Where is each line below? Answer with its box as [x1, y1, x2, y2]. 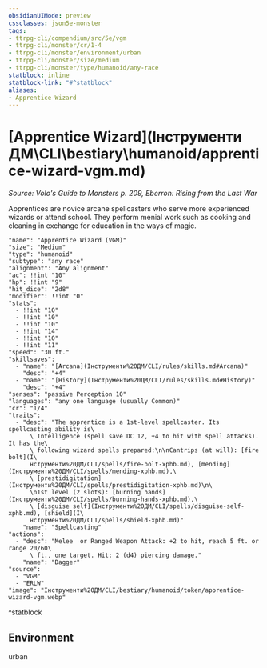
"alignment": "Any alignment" [8, 265, 110, 273]
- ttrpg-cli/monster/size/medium [8, 57, 120, 65]
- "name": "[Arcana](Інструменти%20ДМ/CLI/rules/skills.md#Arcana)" [15, 362, 249, 370]
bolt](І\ [8, 454, 38, 462]
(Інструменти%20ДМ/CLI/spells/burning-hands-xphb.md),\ [8, 495, 198, 504]
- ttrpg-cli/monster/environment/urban [8, 49, 141, 57]
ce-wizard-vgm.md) [8, 162, 146, 180]
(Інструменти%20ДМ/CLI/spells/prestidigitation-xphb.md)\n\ [8, 482, 213, 490]
